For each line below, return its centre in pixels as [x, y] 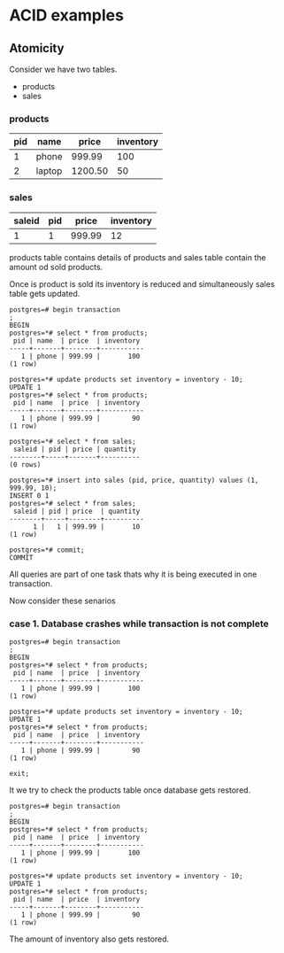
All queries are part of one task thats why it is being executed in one [133, 574]
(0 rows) [25, 465]
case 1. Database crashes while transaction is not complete [139, 624]
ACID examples [66, 15]
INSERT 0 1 [29, 496]
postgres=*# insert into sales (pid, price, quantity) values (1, [134, 480]
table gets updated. [45, 293]
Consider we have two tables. [63, 69]
